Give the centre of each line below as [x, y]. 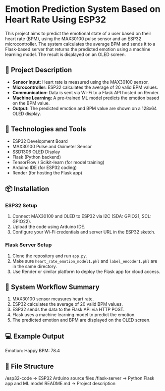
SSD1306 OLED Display [36, 152]
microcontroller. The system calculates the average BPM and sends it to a [80, 44]
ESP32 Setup [21, 205]
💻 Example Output [35, 336]
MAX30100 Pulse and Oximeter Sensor [52, 146]
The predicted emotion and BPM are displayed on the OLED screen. [81, 320]
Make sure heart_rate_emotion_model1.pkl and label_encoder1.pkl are [85, 261]
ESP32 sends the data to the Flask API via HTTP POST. [68, 309]
